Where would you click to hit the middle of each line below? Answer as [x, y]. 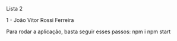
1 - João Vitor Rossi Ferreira [40, 20]
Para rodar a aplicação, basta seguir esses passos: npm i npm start [88, 31]
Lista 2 [14, 9]
